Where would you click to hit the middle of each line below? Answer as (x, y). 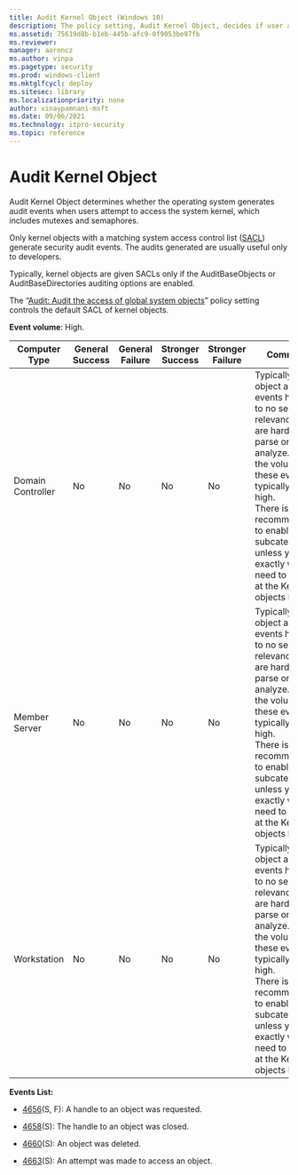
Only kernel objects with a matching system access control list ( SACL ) (137, 237)
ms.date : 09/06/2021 (47, 116)
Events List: (31, 1092)
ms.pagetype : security (51, 67)
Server (27, 727)
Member (31, 717)
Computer (39, 349)
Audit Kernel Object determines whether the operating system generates (142, 202)
